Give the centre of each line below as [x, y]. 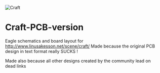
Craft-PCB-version [44, 27]
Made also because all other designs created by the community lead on [78, 61]
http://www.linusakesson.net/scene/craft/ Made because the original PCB [80, 46]
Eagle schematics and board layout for [44, 41]
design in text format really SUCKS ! [41, 51]
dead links [16, 66]
